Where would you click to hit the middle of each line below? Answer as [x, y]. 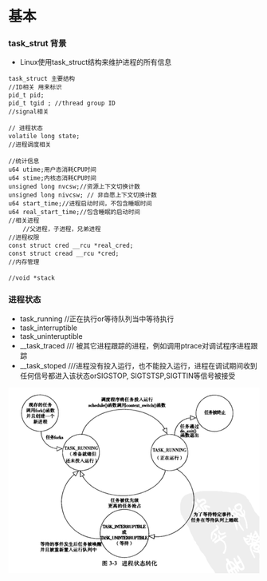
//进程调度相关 [30, 145]
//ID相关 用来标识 [35, 88]
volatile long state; [44, 137]
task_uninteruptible [51, 336]
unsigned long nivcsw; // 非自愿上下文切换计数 [82, 195]
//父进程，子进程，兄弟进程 [62, 229]
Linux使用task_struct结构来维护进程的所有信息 [96, 62]
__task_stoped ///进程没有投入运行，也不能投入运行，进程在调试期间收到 [138, 365]
